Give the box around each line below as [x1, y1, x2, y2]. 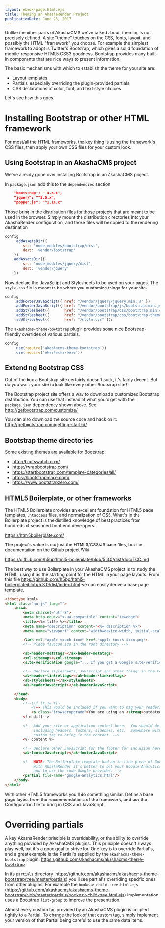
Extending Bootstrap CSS [5, 363, 84, 372]
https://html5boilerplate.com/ [5, 532, 64, 538]
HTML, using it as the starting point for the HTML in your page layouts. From [5, 571, 160, 577]
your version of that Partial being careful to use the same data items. [5, 917, 144, 923]
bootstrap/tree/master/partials [5, 876, 66, 882]
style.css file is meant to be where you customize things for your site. [5, 285, 147, 290]
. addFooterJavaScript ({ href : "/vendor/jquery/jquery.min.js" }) [14, 299, 151, 304]
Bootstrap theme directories [5, 436, 93, 445]
